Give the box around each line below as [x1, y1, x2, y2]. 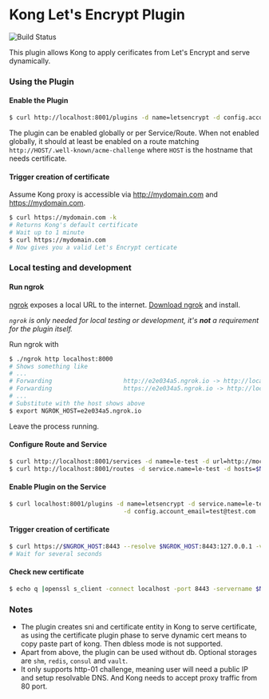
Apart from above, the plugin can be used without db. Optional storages [20, 647, 258, 657]
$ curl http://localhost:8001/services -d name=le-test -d [9, 457, 210, 465]
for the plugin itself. [9, 324, 73, 334]
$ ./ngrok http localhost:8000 [9, 354, 113, 363]
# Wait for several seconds [9, 549, 103, 557]
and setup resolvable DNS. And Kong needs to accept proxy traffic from [20, 673, 258, 682]
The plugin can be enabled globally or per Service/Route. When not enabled [9, 128, 259, 138]
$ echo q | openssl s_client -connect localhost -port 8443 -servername [9, 585, 252, 593]
